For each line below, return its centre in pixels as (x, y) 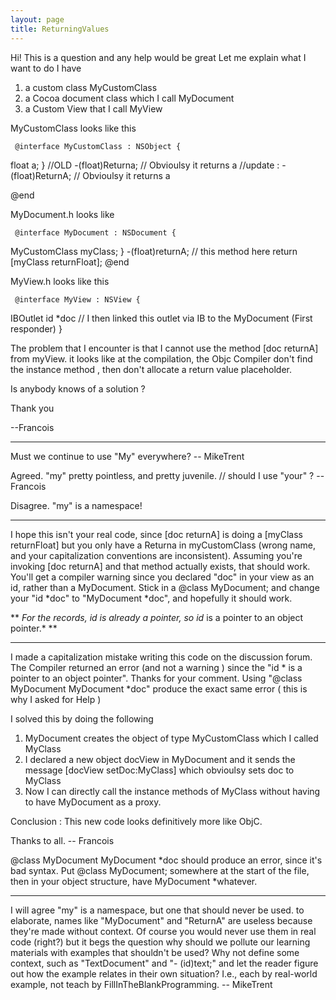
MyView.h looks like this (60, 281)
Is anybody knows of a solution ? (78, 388)
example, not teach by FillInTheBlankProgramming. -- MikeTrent (141, 984)
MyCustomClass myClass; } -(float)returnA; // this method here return (154, 251)
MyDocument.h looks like (62, 214)
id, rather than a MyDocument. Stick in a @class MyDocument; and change (165, 587)
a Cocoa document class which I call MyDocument (129, 98)
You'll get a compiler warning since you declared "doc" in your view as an (162, 577)
